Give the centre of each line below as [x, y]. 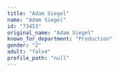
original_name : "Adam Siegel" [51, 33]
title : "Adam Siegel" [38, 13]
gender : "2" [24, 45]
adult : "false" [29, 52]
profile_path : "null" [38, 58]
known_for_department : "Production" [60, 39]
